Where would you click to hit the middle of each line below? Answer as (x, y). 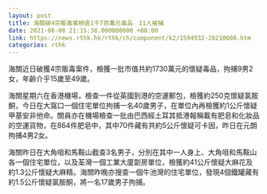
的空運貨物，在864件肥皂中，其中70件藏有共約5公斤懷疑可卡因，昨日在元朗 (133, 126)
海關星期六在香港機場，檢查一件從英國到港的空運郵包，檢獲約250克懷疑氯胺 (133, 95)
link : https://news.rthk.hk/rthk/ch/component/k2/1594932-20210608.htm (130, 38)
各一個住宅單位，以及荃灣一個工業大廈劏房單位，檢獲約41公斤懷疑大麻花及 (131, 162)
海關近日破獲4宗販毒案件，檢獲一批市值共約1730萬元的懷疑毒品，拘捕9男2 (131, 69)
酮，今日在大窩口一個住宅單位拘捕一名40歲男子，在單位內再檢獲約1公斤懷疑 (133, 106)
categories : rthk (37, 45)
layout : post (30, 16)
